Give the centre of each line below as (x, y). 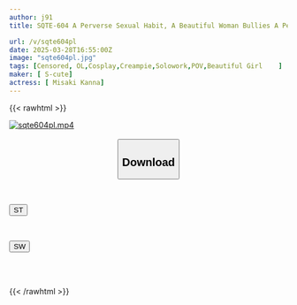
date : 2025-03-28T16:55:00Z (61, 50)
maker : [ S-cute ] (41, 75)
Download (148, 162)
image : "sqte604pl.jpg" (53, 58)
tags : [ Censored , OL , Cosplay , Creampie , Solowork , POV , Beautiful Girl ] (146, 66)
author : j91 (31, 17)
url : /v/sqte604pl (43, 42)
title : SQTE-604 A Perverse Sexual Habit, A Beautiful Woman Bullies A (144, 26)
